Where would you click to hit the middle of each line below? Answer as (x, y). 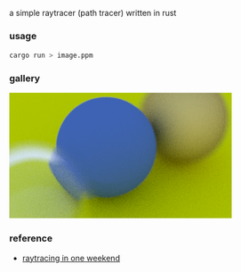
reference (31, 238)
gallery (25, 78)
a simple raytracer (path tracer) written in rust (93, 13)
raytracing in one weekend (71, 258)
